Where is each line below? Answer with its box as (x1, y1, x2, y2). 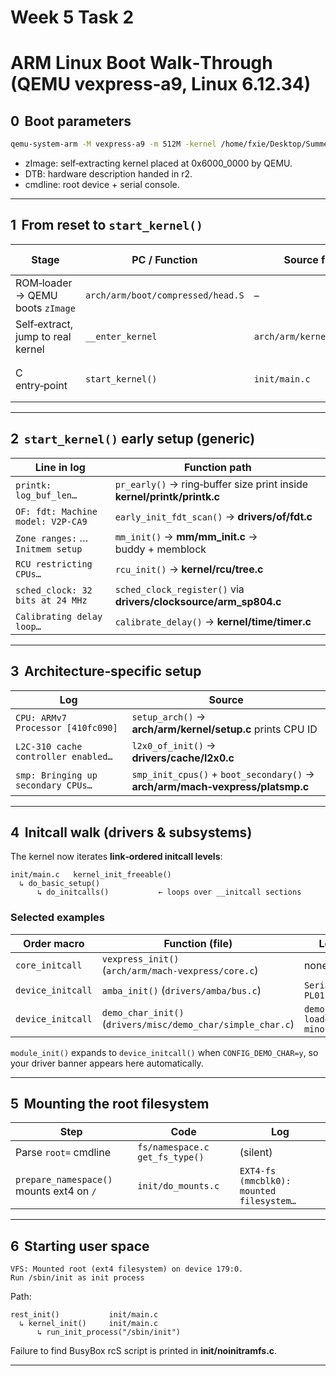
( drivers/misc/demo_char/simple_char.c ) (101, 1017, 295, 1031)
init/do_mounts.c (137, 1181, 220, 1192)
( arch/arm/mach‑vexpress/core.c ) (101, 963, 259, 977)
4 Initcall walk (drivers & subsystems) (10, 824, 253, 841)
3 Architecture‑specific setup (10, 663, 202, 680)
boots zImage (15, 301, 76, 315)
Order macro (23, 936, 85, 950)
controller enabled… (15, 751, 113, 762)
